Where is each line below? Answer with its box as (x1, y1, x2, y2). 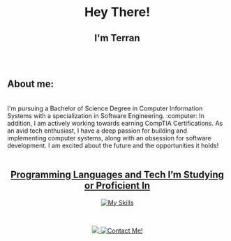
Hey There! (84, 4, 151, 20)
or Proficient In (84, 180, 151, 192)
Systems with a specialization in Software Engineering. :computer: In (7, 111, 204, 119)
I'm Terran (94, 32, 141, 44)
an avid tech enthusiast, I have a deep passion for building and (7, 126, 187, 135)
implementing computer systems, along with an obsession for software (7, 133, 211, 142)
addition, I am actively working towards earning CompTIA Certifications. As (7, 119, 223, 127)
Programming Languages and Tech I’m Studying (10, 169, 225, 181)
